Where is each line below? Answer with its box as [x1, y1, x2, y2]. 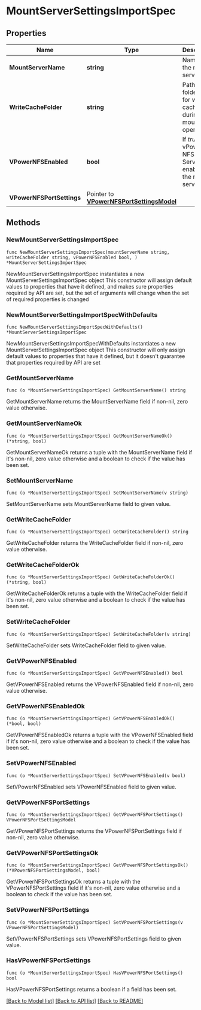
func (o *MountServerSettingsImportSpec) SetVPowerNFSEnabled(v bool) [6, 772, 186, 779]
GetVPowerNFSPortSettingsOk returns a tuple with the [6, 878, 141, 885]
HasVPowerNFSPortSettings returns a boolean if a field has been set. [6, 985, 177, 993]
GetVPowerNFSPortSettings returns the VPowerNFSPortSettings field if [6, 827, 182, 835]
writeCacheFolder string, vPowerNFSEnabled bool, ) [6, 254, 138, 260]
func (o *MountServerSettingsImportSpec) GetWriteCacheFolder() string [6, 529, 188, 535]
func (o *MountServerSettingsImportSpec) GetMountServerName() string [6, 387, 186, 393]
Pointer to [86, 190, 114, 198]
